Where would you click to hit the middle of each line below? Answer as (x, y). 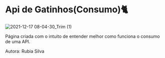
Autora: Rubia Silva (25, 51)
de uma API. (18, 41)
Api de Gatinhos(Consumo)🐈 (67, 10)
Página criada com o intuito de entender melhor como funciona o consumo (83, 36)
